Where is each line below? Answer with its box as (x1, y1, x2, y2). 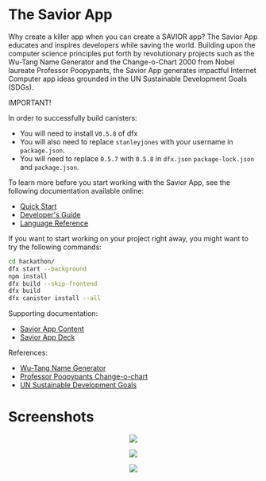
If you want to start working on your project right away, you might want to (8, 233, 249, 243)
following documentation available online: (8, 186, 145, 195)
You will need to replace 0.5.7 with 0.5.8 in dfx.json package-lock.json (19, 153, 255, 164)
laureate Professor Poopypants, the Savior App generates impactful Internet (8, 65, 256, 75)
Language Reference (19, 218, 89, 228)
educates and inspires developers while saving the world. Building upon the (8, 40, 256, 49)
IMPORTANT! (8, 98, 52, 107)
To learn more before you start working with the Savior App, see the (8, 177, 230, 187)
